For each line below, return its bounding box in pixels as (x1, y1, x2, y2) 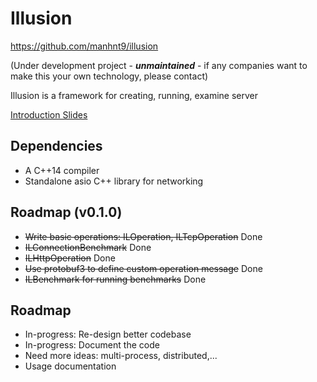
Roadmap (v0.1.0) (10, 204, 123, 221)
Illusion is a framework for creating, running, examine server (10, 89, 259, 101)
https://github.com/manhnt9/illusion (10, 40, 159, 52)
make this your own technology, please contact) (10, 70, 209, 82)
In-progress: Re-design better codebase (24, 328, 192, 341)
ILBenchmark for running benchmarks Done (24, 273, 207, 285)
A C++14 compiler (24, 164, 100, 176)
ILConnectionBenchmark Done (24, 241, 152, 253)
